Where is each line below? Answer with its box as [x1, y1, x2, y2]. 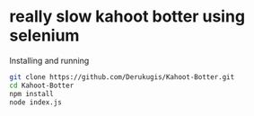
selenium [9, 25, 80, 46]
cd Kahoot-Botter [9, 81, 74, 90]
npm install [9, 89, 54, 98]
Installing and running [9, 55, 90, 66]
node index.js [9, 97, 63, 107]
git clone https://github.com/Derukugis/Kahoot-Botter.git [9, 72, 235, 82]
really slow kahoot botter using [9, 6, 245, 27]
